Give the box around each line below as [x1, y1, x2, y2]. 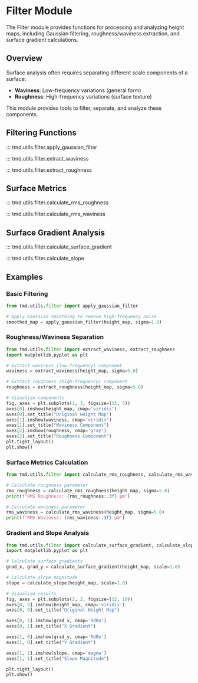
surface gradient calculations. [6, 36, 78, 43]
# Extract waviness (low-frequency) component [6, 362, 123, 368]
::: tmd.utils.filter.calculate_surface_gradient [6, 243, 112, 250]
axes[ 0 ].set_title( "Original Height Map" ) [6, 411, 112, 417]
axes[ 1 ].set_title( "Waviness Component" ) [6, 422, 110, 429]
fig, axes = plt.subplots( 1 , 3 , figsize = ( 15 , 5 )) [6, 400, 131, 406]
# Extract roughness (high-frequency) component [6, 379, 128, 385]
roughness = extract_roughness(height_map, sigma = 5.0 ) [6, 384, 144, 390]
